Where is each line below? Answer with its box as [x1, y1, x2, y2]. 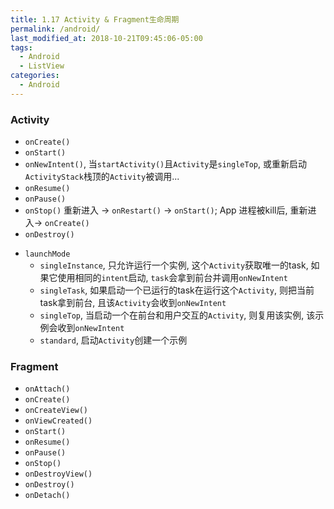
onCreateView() [24, 406, 89, 416]
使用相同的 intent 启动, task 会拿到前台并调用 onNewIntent [57, 272, 288, 284]
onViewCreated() [24, 416, 93, 426]
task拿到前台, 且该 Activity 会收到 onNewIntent [39, 297, 227, 309]
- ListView [19, 61, 65, 71]
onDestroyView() [24, 469, 93, 480]
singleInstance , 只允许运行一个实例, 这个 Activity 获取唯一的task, [39, 259, 309, 271]
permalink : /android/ [10, 24, 101, 34]
